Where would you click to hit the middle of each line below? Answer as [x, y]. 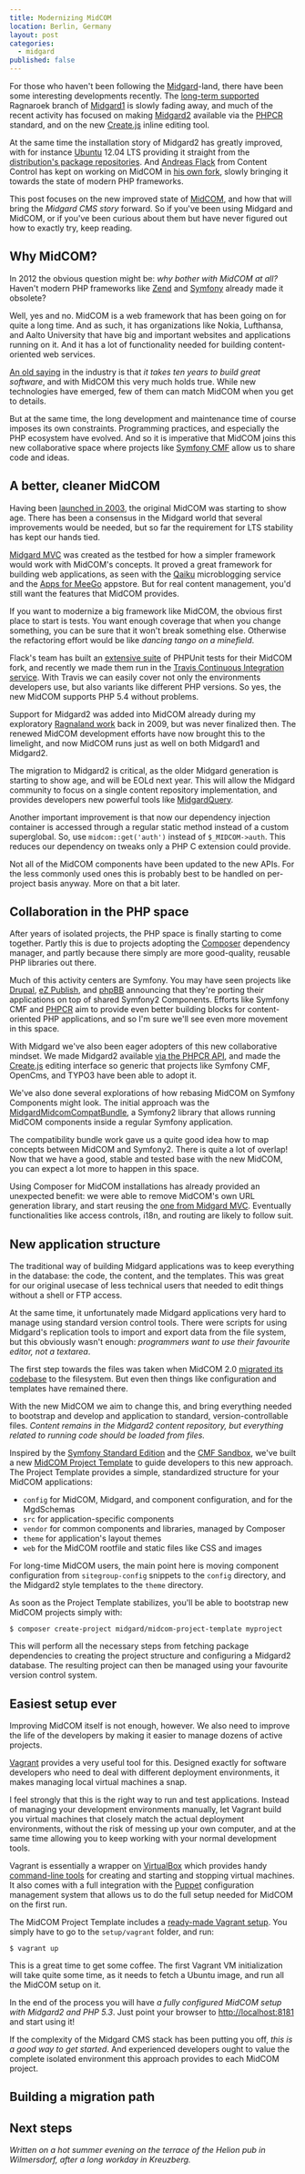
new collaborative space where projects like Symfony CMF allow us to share [152, 447]
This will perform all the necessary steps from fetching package [129, 1646]
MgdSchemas [49, 1510]
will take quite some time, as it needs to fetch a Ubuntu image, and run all [147, 1975]
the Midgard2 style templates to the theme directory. [107, 1585]
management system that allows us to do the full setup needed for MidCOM [152, 1895]
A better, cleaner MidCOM [85, 486]
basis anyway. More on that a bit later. [109, 883]
